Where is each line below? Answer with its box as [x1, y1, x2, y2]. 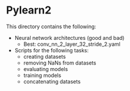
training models [23, 72, 62, 79]
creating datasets [23, 53, 66, 60]
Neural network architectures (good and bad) [14, 34, 125, 41]
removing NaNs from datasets [23, 59, 96, 66]
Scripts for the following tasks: [14, 46, 89, 53]
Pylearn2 [6, 4, 52, 17]
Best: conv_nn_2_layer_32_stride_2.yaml [23, 41, 121, 48]
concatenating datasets [23, 77, 81, 85]
